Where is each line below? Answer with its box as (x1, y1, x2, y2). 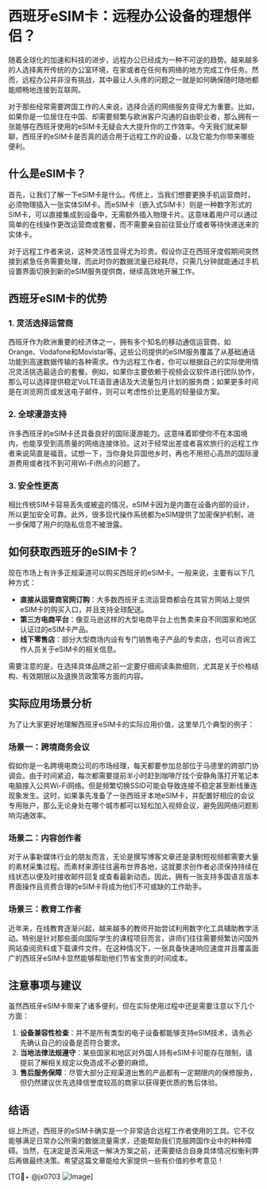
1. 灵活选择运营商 (8, 318, 74, 329)
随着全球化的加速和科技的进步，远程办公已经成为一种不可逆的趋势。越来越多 (8, 55, 259, 64)
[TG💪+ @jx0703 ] (8, 1171, 94, 1182)
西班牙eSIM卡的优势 (8, 292, 107, 306)
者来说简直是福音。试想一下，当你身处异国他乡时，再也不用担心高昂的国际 (8, 448, 252, 458)
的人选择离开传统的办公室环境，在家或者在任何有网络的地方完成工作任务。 (8, 64, 252, 74)
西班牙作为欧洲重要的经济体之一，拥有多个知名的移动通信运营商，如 (8, 337, 231, 347)
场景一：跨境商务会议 (8, 741, 90, 752)
